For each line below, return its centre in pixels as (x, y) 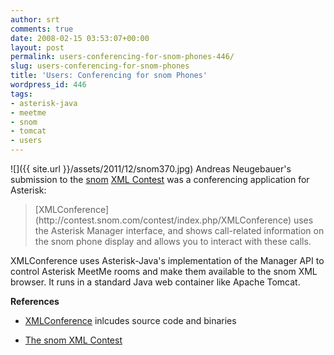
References (35, 301)
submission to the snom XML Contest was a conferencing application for (160, 179)
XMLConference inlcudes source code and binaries (130, 320)
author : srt (35, 19)
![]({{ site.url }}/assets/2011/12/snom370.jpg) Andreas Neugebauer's (151, 169)
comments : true (42, 29)
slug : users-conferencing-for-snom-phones (100, 66)
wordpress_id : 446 (48, 85)
